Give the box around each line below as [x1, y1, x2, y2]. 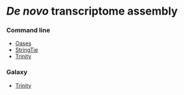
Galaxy [6, 68, 28, 77]
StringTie [15, 46, 38, 54]
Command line [6, 26, 51, 35]
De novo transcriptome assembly [6, 4, 178, 18]
